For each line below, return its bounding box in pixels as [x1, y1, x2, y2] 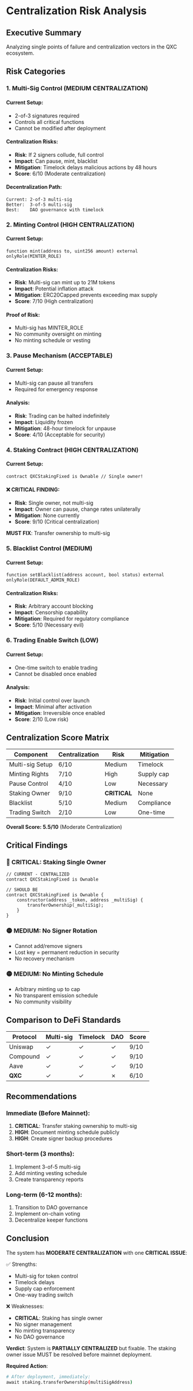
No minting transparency [14, 1327, 75, 1334]
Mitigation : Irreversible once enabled [14, 709, 105, 716]
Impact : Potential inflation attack [14, 285, 94, 293]
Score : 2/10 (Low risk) [14, 716, 69, 723]
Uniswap [9, 1042, 34, 1051]
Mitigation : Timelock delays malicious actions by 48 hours [14, 163, 157, 170]
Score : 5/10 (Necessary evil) [14, 621, 84, 629]
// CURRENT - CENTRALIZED [6, 871, 69, 877]
